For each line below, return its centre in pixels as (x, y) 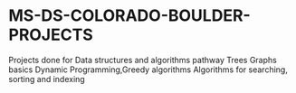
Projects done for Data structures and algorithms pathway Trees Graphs (143, 60)
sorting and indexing (47, 79)
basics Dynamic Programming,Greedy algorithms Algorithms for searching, (148, 70)
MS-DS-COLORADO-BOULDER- (129, 16)
